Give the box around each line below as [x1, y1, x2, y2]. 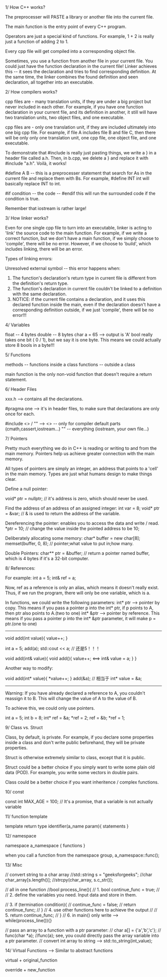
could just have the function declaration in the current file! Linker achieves [5, 63, 158, 69]
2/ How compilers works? [5, 89, 58, 94]
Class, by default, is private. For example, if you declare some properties [5, 734, 154, 740]
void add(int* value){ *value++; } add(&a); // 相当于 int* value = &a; [5, 676, 142, 681]
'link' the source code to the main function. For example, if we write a [5, 230, 147, 236]
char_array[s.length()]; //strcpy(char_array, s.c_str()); [5, 877, 113, 883]
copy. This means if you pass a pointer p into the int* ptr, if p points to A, [5, 605, 154, 611]
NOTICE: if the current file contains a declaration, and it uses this [12, 296, 146, 302]
